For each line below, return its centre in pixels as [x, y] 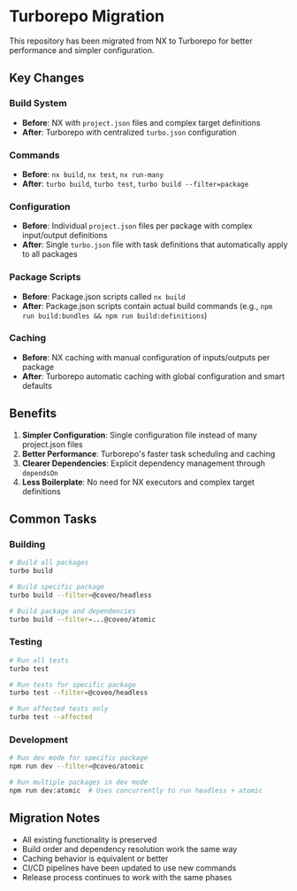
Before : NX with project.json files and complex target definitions [141, 122]
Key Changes [47, 78]
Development [39, 740]
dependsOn [40, 473]
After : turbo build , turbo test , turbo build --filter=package [135, 183]
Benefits [33, 414]
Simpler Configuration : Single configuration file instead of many [140, 435]
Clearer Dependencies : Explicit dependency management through [143, 463]
